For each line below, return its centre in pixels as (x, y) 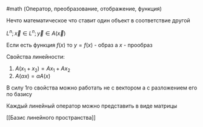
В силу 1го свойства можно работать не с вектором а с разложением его (102, 88)
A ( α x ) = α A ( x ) (33, 76)
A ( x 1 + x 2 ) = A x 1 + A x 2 (43, 69)
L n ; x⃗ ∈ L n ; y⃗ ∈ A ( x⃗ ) (36, 33)
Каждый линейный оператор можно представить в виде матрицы (92, 106)
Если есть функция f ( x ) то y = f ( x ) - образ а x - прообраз (79, 45)
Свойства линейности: (35, 56)
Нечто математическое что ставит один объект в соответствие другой (98, 20)
